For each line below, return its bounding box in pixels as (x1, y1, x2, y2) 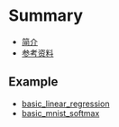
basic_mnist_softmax (21, 107, 100, 118)
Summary (8, 5, 83, 26)
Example (8, 74, 59, 90)
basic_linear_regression (21, 98, 110, 109)
